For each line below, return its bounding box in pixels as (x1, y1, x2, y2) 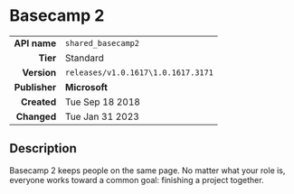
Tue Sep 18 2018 (64, 96, 140, 108)
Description (9, 141, 77, 156)
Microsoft (64, 80, 109, 93)
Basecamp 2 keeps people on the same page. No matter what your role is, (9, 164, 286, 176)
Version (22, 66, 57, 79)
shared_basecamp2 (64, 38, 140, 48)
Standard (64, 51, 104, 64)
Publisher (14, 80, 57, 93)
